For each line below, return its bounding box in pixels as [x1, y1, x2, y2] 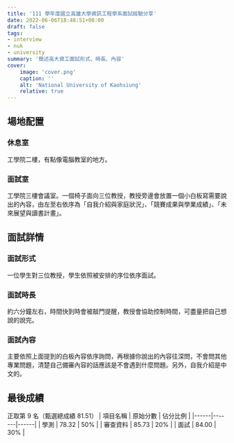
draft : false [7, 23, 45, 30]
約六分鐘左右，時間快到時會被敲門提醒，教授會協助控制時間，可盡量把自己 [7, 307, 221, 316]
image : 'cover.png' [19, 68, 77, 75]
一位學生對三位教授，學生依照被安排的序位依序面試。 [7, 271, 160, 279]
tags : [7, 29, 23, 37]
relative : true [19, 88, 64, 95]
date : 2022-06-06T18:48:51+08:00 [7, 17, 104, 24]
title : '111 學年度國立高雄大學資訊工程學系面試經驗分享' [7, 10, 157, 17]
